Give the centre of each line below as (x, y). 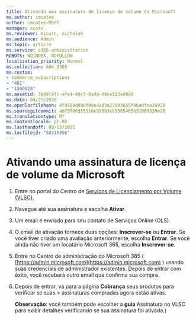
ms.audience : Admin (30, 39)
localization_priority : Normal (45, 61)
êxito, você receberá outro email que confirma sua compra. (87, 275)
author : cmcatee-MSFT (33, 23)
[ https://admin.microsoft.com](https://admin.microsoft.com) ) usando (99, 262)
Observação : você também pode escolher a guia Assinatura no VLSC (100, 304)
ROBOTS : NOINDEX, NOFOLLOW (39, 56)
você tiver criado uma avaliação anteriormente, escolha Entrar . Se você (102, 238)
